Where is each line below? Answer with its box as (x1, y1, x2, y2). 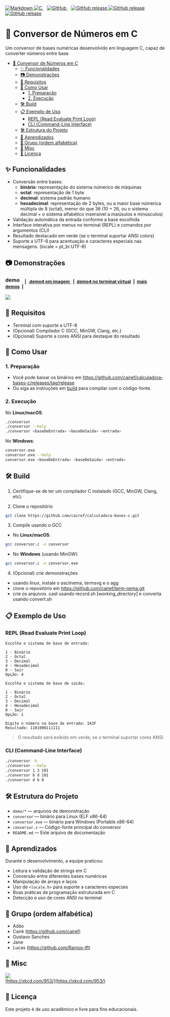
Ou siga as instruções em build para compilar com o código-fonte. (12, 385, 152, 391)
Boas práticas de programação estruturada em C (12, 889, 115, 896)
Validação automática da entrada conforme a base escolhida (12, 216, 140, 223)
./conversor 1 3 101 (5, 767, 49, 773)
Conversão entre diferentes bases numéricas (12, 873, 108, 879)
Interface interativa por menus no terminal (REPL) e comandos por (12, 222, 151, 228)
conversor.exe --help (5, 452, 51, 457)
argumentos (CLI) (12, 227, 50, 233)
